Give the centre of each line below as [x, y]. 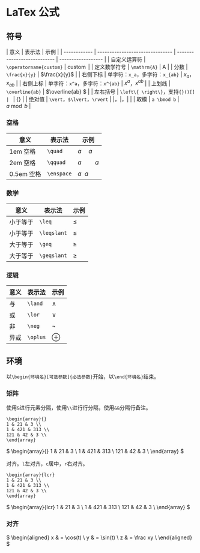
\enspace [59, 174]
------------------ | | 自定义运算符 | [102, 59]
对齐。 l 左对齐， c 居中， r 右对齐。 [47, 464]
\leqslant [53, 233]
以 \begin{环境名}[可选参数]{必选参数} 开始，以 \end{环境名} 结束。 [83, 376]
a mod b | [19, 106]
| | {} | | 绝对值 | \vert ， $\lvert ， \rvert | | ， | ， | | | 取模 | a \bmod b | [93, 99]
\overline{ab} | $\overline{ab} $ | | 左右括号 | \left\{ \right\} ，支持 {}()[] [101, 92]
